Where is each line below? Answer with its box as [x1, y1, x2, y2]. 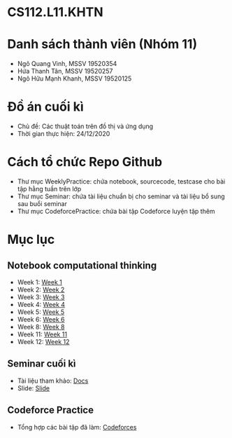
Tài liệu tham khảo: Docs [17, 376, 89, 385]
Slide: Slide [17, 383, 50, 392]
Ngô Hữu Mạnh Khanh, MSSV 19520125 [17, 74, 132, 83]
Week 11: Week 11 [17, 330, 68, 338]
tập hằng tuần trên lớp [17, 185, 82, 193]
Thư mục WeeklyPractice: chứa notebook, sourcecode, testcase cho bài [17, 177, 226, 186]
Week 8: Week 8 [17, 323, 65, 331]
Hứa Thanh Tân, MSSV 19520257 [17, 67, 113, 76]
